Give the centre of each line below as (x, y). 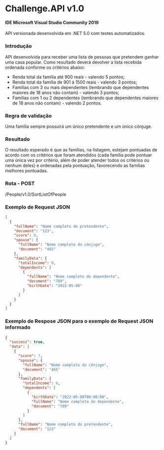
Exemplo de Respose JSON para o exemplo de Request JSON (79, 321)
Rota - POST (20, 183)
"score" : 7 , (30, 356)
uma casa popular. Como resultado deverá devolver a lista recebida (73, 62)
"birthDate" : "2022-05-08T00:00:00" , (70, 397)
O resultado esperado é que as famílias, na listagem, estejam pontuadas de (81, 150)
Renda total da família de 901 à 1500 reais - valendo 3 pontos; (75, 82)
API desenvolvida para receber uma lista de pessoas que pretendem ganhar (82, 57)
